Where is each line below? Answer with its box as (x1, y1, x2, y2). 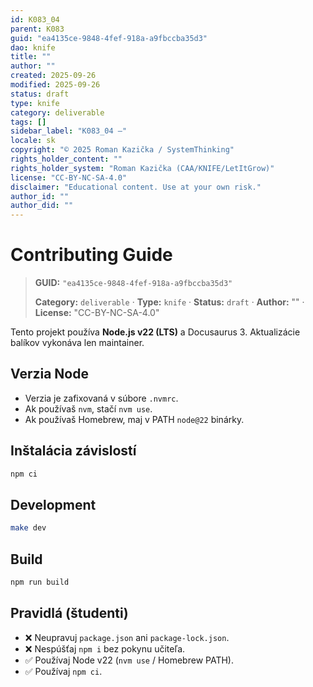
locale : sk (10, 136, 56, 146)
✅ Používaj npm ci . (24, 665, 103, 677)
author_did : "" (10, 201, 74, 211)
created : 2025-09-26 (10, 71, 97, 81)
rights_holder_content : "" (10, 154, 123, 164)
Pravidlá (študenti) (10, 605, 129, 622)
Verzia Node (10, 366, 89, 383)
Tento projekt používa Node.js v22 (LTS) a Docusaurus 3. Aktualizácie (10, 326, 301, 338)
